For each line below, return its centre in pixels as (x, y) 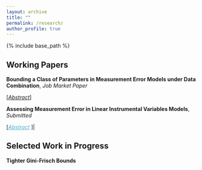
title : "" (19, 17)
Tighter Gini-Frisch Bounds (41, 160)
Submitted (19, 116)
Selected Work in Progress (57, 146)
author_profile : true (34, 29)
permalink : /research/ (35, 23)
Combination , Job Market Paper (47, 86)
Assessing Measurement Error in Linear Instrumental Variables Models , (98, 109)
